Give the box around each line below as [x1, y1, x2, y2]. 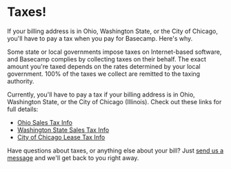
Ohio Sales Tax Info [17, 118, 72, 126]
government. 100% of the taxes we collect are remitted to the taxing [7, 70, 201, 78]
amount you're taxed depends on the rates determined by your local [7, 62, 201, 70]
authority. [7, 77, 34, 85]
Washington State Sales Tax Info [17, 126, 110, 134]
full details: [7, 105, 39, 113]
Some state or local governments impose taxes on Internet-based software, [7, 48, 222, 56]
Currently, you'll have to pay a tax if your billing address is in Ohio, [7, 90, 195, 99]
